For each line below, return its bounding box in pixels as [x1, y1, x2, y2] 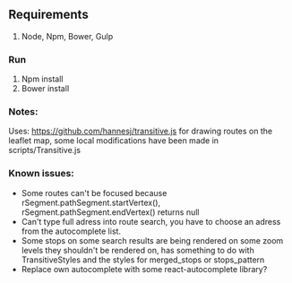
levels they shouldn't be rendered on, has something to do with [21, 244, 254, 255]
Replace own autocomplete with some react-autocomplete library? [21, 263, 268, 274]
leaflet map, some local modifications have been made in [8, 135, 219, 146]
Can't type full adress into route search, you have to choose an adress [21, 216, 281, 227]
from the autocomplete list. [21, 226, 122, 236]
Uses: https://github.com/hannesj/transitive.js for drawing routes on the [8, 125, 273, 137]
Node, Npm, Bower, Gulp [21, 30, 114, 41]
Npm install [21, 73, 64, 84]
